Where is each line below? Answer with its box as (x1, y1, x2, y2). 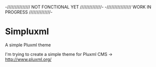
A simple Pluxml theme (5, 42, 51, 48)
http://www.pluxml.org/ (5, 56, 52, 62)
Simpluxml (5, 26, 49, 37)
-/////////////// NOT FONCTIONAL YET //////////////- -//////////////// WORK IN (5, 4, 152, 10)
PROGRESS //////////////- (5, 9, 53, 15)
